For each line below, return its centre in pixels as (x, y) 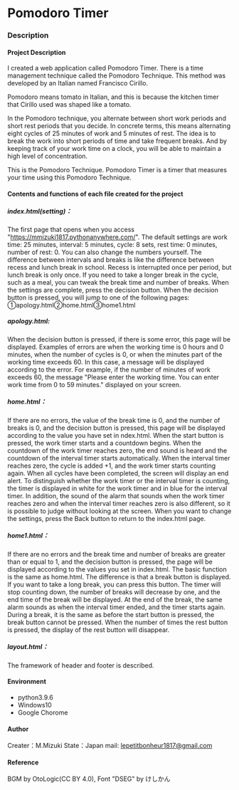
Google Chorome (43, 712)
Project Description (37, 52)
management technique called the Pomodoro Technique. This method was (117, 75)
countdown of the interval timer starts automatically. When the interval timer (119, 458)
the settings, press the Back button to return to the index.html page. (107, 518)
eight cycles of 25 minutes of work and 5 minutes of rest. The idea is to (112, 134)
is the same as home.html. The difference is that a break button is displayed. (119, 576)
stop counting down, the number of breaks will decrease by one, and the (114, 591)
